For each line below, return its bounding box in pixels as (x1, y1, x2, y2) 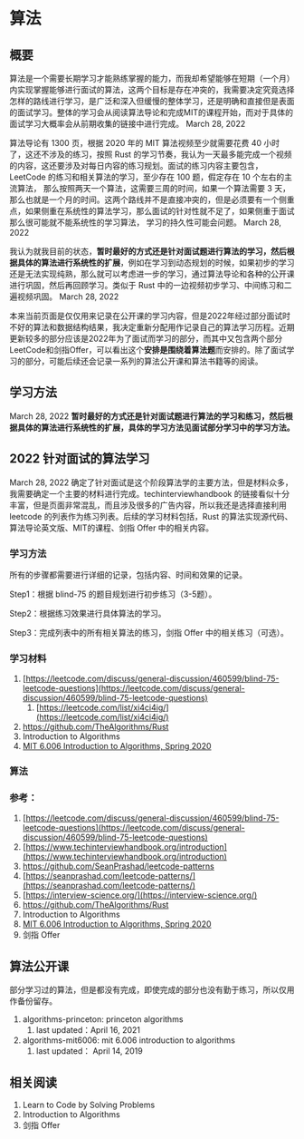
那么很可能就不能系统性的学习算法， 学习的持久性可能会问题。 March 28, (9, 217, 282, 228)
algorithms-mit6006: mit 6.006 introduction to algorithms (22, 1035, 235, 1046)
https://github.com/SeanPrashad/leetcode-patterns (22, 861, 215, 871)
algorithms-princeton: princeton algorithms (22, 1014, 184, 1025)
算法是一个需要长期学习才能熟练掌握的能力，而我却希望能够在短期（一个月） (9, 73, 295, 83)
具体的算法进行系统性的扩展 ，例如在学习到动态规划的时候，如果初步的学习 (16, 258, 295, 268)
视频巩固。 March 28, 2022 (16, 291, 119, 302)
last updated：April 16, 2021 (35, 1025, 141, 1036)
